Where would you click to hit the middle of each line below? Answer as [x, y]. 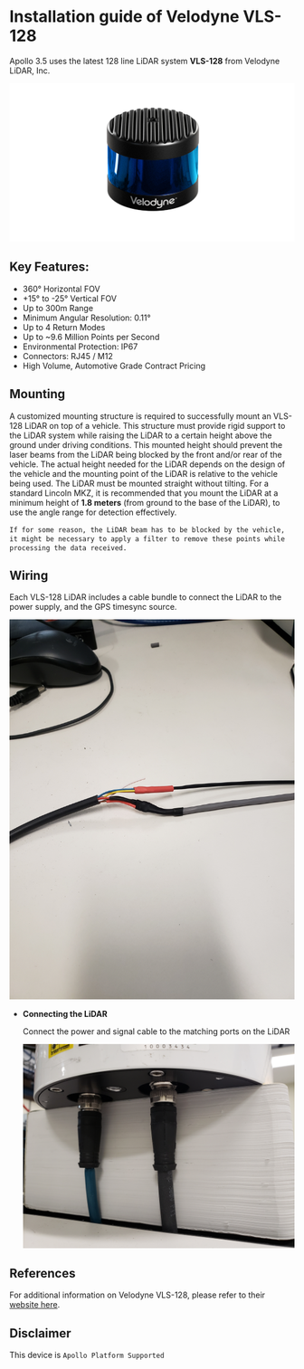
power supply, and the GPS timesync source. [93, 607]
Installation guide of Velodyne [124, 17]
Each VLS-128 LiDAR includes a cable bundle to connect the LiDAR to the [146, 597]
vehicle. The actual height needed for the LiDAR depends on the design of [147, 464]
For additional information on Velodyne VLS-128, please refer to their [137, 1295]
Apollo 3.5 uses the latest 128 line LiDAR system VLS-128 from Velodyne [145, 61]
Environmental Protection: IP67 [80, 347]
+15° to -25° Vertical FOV [70, 298]
